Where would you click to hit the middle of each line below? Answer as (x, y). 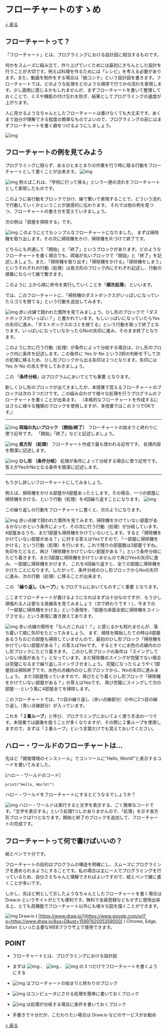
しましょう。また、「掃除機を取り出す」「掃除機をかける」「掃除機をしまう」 (85, 262)
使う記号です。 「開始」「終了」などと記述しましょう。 (61, 433)
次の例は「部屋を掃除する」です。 (40, 222)
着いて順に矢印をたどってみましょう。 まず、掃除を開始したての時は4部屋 (85, 633)
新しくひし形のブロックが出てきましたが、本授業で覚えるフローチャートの (81, 387)
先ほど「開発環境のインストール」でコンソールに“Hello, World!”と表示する (81, 758)
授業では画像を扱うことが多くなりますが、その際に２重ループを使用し (89, 722)
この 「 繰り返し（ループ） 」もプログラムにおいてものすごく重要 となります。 (83, 586)
